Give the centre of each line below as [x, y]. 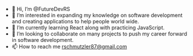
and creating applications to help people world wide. [75, 21]
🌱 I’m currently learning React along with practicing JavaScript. [88, 27]
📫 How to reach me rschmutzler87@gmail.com [69, 46]
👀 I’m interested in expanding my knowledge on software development [97, 15]
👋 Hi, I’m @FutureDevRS [41, 9]
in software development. [43, 40]
